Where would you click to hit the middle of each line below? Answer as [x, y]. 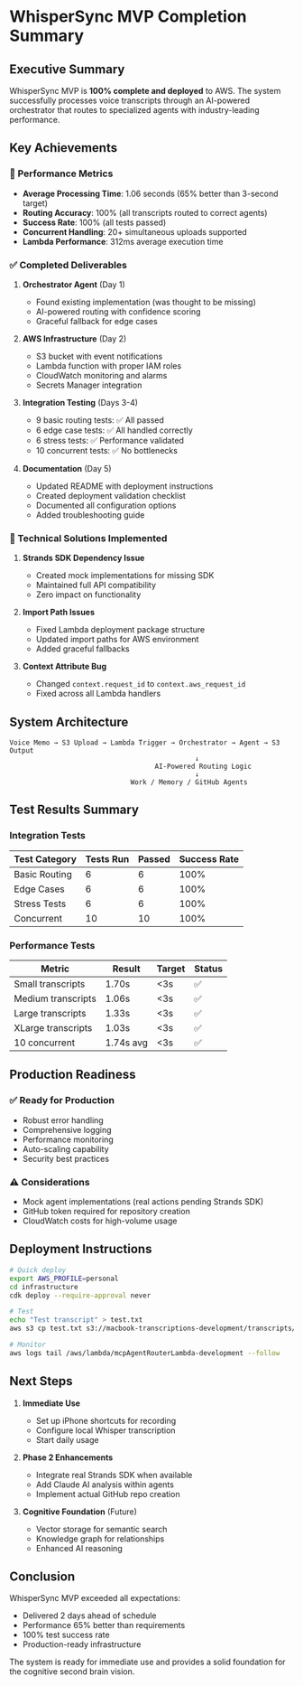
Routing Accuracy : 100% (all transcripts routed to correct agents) [145, 212]
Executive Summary [67, 69]
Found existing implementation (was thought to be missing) [146, 302]
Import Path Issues [59, 613]
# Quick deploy [38, 1270]
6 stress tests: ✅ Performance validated [110, 440]
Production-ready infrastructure [82, 1644]
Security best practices [66, 1158]
